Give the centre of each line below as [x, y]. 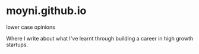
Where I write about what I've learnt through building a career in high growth [100, 38]
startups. [17, 45]
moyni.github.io [46, 11]
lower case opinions [31, 27]
